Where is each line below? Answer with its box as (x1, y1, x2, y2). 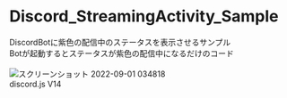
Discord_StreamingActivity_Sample (9, 6, 279, 27)
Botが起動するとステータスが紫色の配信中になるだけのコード (9, 47, 235, 59)
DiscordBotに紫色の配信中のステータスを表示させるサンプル (9, 37, 231, 47)
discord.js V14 (9, 78, 62, 89)
